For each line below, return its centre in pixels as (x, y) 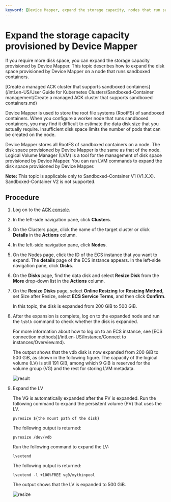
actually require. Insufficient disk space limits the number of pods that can (83, 129)
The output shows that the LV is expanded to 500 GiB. (69, 485)
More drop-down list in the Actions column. (59, 281)
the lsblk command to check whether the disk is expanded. (75, 322)
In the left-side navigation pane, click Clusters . (62, 220)
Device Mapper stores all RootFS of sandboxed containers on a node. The (83, 144)
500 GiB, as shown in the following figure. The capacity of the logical (85, 358)
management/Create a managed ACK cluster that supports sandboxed (79, 97)
